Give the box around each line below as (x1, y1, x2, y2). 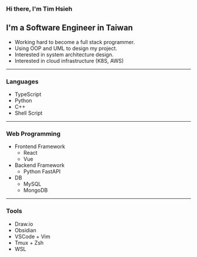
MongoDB (23, 187, 48, 194)
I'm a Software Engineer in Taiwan (6, 23, 133, 33)
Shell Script (14, 109, 43, 116)
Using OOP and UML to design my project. (14, 45, 117, 52)
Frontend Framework (14, 143, 66, 150)
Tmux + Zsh (14, 239, 44, 246)
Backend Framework (14, 162, 65, 169)
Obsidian (14, 226, 36, 233)
